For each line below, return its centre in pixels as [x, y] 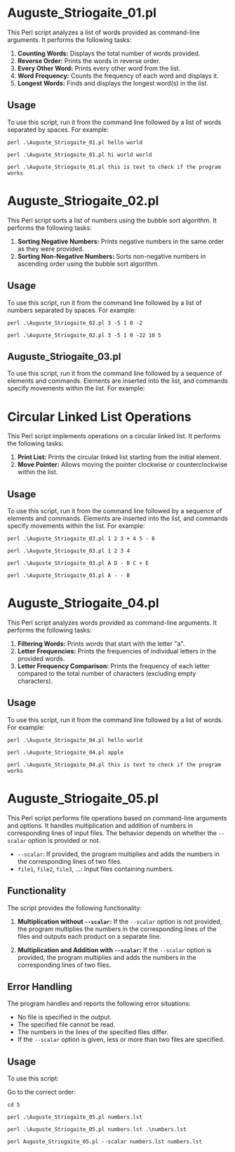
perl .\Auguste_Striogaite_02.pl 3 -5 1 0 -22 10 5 [84, 335]
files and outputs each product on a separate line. [89, 936]
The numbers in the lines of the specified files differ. [93, 1032]
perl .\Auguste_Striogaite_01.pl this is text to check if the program [114, 167]
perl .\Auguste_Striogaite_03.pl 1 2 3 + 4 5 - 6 [81, 539]
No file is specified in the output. [65, 1017]
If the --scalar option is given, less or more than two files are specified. [121, 1040]
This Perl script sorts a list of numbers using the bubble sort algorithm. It [112, 220]
